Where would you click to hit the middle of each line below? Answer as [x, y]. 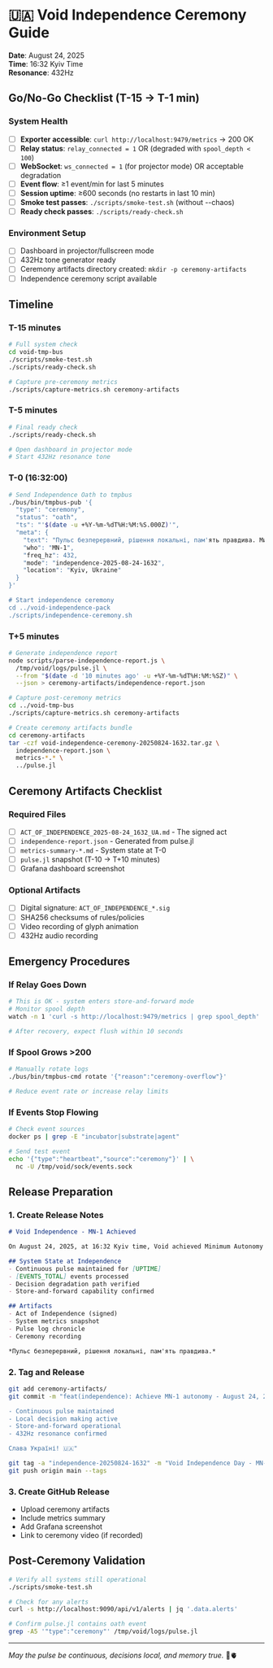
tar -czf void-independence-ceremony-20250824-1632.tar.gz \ [114, 743]
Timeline [31, 304]
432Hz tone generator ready [68, 260]
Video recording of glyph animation [79, 926]
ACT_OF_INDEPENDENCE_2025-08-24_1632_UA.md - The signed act [123, 832]
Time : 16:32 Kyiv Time [46, 63]
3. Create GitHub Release [59, 1491]
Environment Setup [48, 233]
